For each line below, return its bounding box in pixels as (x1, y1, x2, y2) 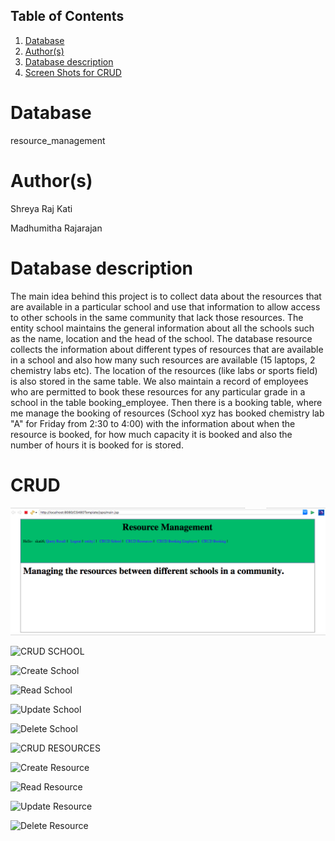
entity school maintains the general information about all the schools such (10, 322, 315, 334)
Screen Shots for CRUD (24, 66, 122, 78)
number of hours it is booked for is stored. (10, 439, 184, 451)
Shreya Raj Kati (10, 202, 73, 214)
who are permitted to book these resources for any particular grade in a (10, 385, 306, 398)
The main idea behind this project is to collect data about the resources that (10, 290, 322, 302)
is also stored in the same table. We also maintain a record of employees (10, 375, 309, 387)
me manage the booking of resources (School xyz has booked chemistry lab (10, 407, 325, 419)
